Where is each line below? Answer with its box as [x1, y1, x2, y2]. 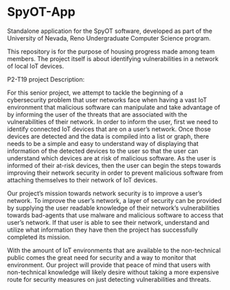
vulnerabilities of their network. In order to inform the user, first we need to [7, 117, 218, 125]
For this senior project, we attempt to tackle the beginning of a [7, 88, 183, 97]
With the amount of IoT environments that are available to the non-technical [7, 246, 221, 254]
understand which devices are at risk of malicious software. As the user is [7, 154, 216, 162]
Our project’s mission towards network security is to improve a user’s [7, 189, 203, 197]
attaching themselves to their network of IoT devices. [7, 176, 158, 184]
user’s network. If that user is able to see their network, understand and [7, 218, 209, 226]
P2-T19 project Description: [7, 75, 85, 83]
